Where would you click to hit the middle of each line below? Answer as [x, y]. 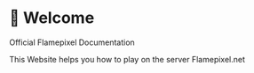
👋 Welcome [52, 18]
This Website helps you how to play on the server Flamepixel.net [127, 59]
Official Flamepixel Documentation [72, 42]
